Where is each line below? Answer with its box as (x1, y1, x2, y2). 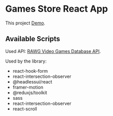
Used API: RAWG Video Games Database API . (5, 48, 101, 54)
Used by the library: (5, 58, 47, 64)
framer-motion (12, 84, 43, 90)
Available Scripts (5, 35, 60, 43)
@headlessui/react (12, 78, 52, 84)
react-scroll (12, 105, 37, 112)
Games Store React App (5, 3, 108, 15)
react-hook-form (12, 68, 48, 74)
